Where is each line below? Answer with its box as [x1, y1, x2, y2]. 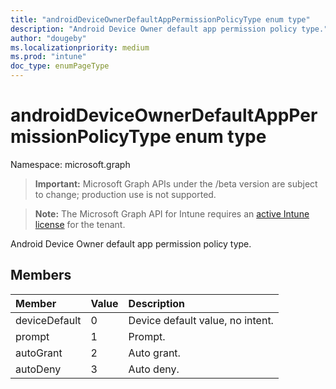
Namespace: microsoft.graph [10, 158, 131, 170]
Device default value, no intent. [128, 313, 274, 327]
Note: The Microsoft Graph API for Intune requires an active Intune [34, 207, 310, 220]
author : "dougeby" [10, 33, 87, 43]
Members [10, 267, 72, 284]
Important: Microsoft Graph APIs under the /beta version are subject [34, 177, 318, 190]
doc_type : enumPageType [10, 61, 110, 71]
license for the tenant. [34, 218, 126, 230]
